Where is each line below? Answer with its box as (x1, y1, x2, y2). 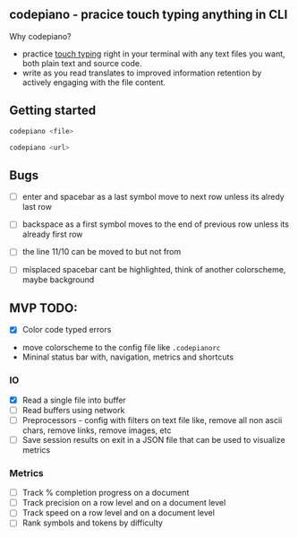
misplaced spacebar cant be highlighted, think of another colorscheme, (21, 264, 286, 275)
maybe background (21, 274, 95, 285)
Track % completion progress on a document (21, 488, 190, 498)
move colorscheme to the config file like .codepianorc (21, 342, 221, 353)
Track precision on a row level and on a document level (21, 498, 226, 508)
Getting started (9, 103, 97, 118)
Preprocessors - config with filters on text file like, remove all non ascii (21, 414, 283, 425)
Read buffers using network (21, 404, 125, 415)
